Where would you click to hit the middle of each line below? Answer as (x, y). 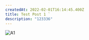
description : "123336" (29, 19)
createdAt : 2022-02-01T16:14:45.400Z (45, 10)
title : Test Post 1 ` (28, 14)
